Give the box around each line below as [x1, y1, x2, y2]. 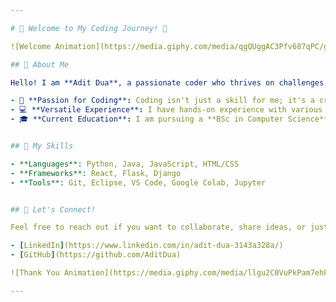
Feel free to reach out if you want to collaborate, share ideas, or [10, 222, 307, 233]
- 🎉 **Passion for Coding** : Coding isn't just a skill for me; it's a [10, 96, 315, 106]
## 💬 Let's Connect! [10, 204, 97, 215]
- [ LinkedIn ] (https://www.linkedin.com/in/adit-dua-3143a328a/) [10, 241, 284, 251]
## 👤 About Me [10, 59, 70, 70]
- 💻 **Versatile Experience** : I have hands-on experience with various [10, 105, 323, 115]
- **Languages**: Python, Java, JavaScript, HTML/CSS [10, 159, 240, 169]
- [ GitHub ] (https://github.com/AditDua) [10, 250, 182, 260]
